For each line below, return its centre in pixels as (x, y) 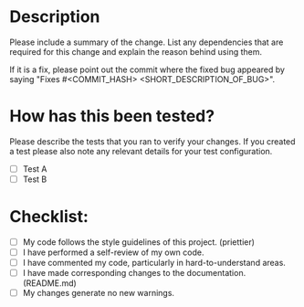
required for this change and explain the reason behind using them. (136, 51)
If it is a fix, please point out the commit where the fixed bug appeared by (147, 69)
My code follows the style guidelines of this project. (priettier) (139, 242)
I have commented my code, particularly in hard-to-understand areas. (154, 263)
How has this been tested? (112, 116)
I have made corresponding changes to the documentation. (134, 273)
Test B (35, 179)
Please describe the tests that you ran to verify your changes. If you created (152, 141)
